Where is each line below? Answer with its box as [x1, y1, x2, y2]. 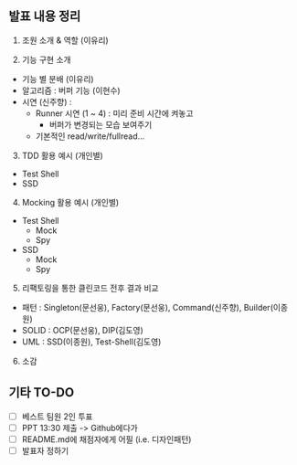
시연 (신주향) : [21, 96, 72, 107]
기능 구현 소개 [21, 54, 71, 65]
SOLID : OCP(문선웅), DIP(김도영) [21, 324, 143, 335]
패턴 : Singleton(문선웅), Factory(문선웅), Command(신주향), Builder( [21, 301, 273, 312]
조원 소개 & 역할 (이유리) [21, 35, 109, 46]
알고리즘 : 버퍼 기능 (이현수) [21, 85, 121, 96]
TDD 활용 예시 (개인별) [21, 150, 104, 161]
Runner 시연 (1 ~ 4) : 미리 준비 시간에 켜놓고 [35, 108, 194, 119]
